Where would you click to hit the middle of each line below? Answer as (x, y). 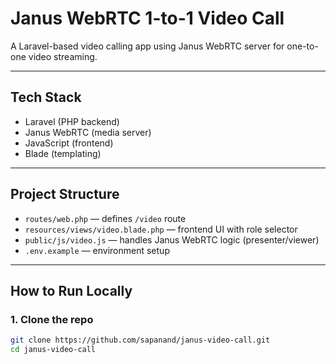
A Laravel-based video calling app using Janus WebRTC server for (147, 46)
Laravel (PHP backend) (72, 121)
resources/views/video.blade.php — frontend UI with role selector (161, 229)
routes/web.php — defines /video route (105, 218)
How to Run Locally (71, 290)
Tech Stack (46, 97)
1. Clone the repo (52, 319)
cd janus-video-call (53, 350)
